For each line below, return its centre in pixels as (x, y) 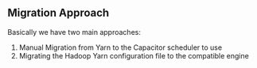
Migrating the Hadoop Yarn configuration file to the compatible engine (134, 55)
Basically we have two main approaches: (74, 32)
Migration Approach (58, 13)
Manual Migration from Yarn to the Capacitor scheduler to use (121, 47)
